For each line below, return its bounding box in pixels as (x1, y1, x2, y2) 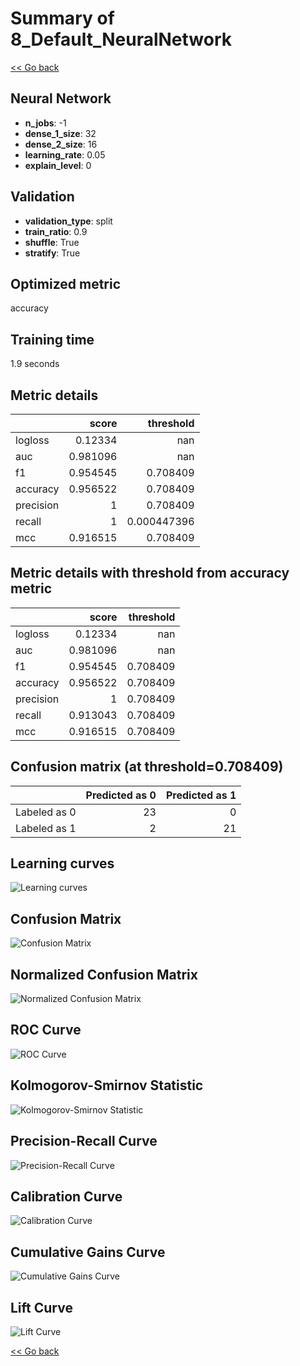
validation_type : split (24, 215, 113, 227)
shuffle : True (24, 236, 80, 248)
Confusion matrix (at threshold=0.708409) (10, 758, 284, 776)
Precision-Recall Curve (10, 1133, 158, 1150)
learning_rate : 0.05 (24, 148, 106, 161)
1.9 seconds (10, 358, 60, 370)
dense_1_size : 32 (24, 127, 97, 139)
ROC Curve (10, 1022, 82, 1039)
